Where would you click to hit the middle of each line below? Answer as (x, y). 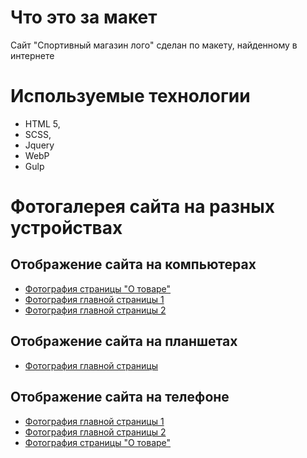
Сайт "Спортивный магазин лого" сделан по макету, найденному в (154, 45)
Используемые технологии (130, 96)
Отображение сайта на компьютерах (133, 264)
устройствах (66, 228)
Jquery (39, 145)
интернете (32, 55)
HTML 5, (42, 123)
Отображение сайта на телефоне (120, 397)
